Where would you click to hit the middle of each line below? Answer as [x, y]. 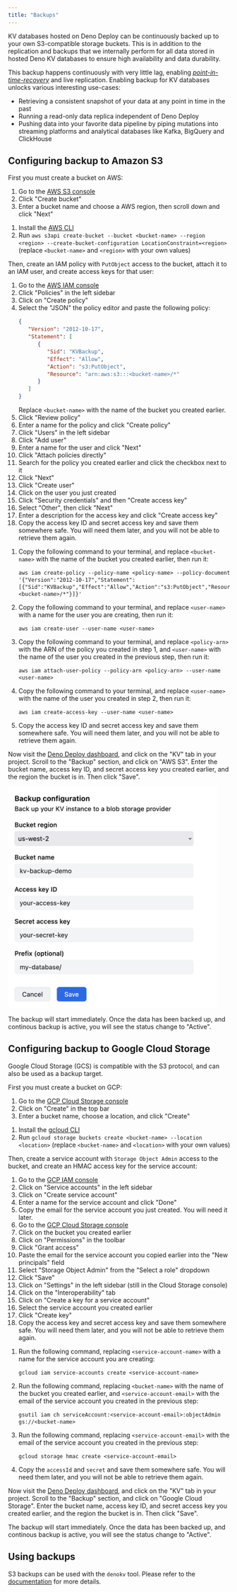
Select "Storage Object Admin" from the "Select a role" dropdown [114, 1270]
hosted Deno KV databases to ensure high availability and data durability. [114, 58]
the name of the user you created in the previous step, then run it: [114, 657]
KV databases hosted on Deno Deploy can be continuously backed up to [114, 36]
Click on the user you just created [67, 493]
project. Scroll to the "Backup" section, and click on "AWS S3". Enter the [113, 762]
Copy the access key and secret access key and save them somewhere [122, 1322]
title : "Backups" [34, 15]
